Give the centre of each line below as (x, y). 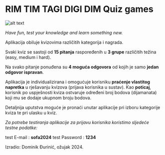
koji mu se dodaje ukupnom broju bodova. (48, 98)
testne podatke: (21, 128)
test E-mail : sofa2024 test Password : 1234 (51, 137)
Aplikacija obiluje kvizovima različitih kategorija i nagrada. (64, 42)
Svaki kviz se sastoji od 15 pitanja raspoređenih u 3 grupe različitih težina (81, 52)
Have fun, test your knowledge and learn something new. (64, 32)
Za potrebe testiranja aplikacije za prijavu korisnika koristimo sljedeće (77, 122)
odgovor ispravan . (24, 72)
